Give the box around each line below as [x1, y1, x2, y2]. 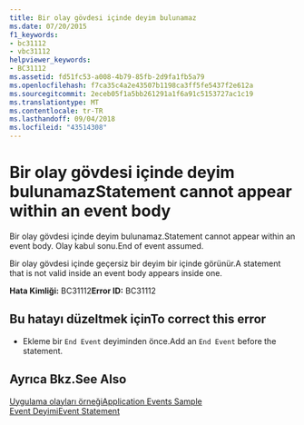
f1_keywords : [9, 30, 59, 39]
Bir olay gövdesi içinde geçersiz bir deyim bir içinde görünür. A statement [9, 258, 281, 269]
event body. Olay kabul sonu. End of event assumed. [9, 240, 204, 251]
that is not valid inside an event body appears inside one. [9, 267, 222, 278]
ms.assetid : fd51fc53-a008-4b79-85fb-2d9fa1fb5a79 [9, 73, 205, 82]
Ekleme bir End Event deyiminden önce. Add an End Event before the [22, 335, 277, 346]
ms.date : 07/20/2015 [9, 22, 88, 31]
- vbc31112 [9, 47, 51, 56]
